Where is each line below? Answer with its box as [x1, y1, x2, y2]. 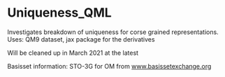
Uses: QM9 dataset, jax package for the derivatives [7, 35, 155, 43]
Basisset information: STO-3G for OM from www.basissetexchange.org [7, 62, 212, 70]
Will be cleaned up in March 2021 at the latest [7, 49, 138, 57]
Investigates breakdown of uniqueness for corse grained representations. [7, 28, 219, 36]
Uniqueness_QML [7, 5, 112, 21]
